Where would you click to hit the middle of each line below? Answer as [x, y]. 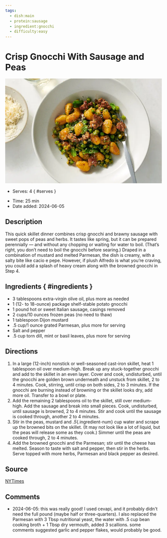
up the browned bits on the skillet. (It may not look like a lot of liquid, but [86, 427]
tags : [11, 10]
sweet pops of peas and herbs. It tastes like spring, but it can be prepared [81, 239]
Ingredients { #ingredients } [49, 287]
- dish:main [22, 16]
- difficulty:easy [29, 32]
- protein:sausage [29, 21]
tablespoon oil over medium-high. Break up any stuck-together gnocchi [85, 368]
